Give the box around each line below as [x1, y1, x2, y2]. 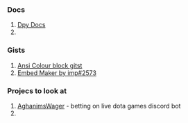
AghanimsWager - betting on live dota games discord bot [17, 101, 181, 110]
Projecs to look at [7, 85, 67, 95]
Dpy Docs [17, 21, 46, 29]
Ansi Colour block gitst [17, 61, 83, 69]
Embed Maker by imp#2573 [17, 68, 97, 77]
